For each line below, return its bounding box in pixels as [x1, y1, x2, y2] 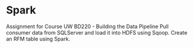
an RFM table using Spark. [6, 35, 71, 42]
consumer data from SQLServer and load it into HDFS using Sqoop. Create [6, 29, 188, 36]
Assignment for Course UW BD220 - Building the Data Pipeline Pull [6, 23, 169, 30]
